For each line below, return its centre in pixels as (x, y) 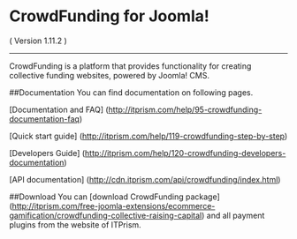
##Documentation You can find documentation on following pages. (131, 92)
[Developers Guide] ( (47, 153)
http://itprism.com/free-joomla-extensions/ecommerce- (114, 205)
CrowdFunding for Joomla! (109, 16)
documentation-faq (44, 119)
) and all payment (233, 215)
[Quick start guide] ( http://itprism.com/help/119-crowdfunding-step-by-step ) (148, 136)
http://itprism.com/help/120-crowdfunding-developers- (185, 153)
